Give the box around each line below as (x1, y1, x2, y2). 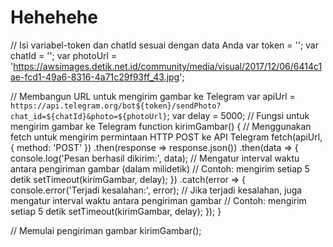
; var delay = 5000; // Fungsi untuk (166, 109, 310, 121)
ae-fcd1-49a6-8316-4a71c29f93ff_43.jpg (10, 71, 180, 83)
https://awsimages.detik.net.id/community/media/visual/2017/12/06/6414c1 (13, 60, 323, 72)
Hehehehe (10, 6, 98, 29)
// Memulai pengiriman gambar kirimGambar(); (10, 224, 202, 236)
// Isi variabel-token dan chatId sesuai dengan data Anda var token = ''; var (10, 39, 319, 51)
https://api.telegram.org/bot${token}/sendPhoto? (10, 101, 222, 111)
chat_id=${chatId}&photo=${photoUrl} (10, 111, 168, 121)
